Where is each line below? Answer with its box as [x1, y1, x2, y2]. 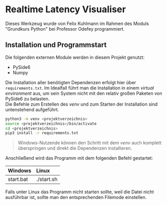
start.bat [8, 176, 28, 183]
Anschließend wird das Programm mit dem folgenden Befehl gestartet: [5, 155, 153, 161]
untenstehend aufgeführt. [5, 106, 60, 113]
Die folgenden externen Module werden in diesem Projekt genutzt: [5, 54, 145, 60]
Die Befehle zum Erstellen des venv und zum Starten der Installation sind [5, 101, 158, 107]
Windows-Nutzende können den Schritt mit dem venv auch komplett [17, 140, 162, 146]
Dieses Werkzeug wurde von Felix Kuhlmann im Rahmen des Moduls [5, 20, 149, 27]
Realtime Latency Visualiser [5, 4, 126, 15]
